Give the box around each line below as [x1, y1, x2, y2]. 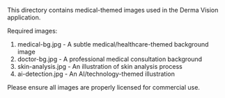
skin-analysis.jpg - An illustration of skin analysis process [17, 63, 183, 70]
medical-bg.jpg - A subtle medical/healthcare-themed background [17, 40, 209, 48]
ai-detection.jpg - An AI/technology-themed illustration [17, 70, 176, 78]
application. [7, 13, 41, 22]
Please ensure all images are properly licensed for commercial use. [7, 83, 201, 91]
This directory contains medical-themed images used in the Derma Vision [7, 6, 219, 14]
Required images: [7, 27, 58, 35]
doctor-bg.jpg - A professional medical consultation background [17, 55, 203, 63]
